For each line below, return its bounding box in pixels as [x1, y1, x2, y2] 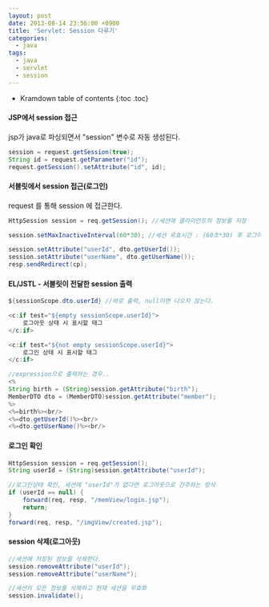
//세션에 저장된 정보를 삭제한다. [8, 555, 102, 563]
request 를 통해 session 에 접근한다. [8, 200, 122, 210]
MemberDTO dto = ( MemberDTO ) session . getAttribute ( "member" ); [8, 392, 217, 401]
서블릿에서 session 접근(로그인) [8, 181, 108, 191]
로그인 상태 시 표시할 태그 [22, 348, 98, 357]
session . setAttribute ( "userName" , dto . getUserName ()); [8, 253, 195, 261]
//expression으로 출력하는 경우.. [8, 370, 110, 378]
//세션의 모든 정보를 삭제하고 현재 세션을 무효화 [8, 585, 147, 593]
